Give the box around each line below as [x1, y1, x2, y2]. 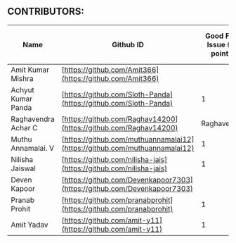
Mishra [11, 73, 34, 83]
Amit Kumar [11, 65, 50, 75]
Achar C [11, 123, 38, 132]
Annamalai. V [11, 143, 55, 153]
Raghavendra [11, 114, 55, 124]
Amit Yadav [11, 220, 48, 230]
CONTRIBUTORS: [7, 6, 84, 18]
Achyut [11, 85, 35, 94]
